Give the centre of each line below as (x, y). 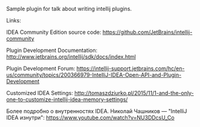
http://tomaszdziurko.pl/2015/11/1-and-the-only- (134, 93)
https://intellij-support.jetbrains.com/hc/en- (131, 68)
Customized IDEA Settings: (40, 93)
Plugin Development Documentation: (52, 50)
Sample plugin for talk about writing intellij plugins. (69, 9)
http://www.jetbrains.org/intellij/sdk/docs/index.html (71, 57)
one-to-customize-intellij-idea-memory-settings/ (67, 99)
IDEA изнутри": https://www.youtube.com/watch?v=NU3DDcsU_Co (90, 118)
